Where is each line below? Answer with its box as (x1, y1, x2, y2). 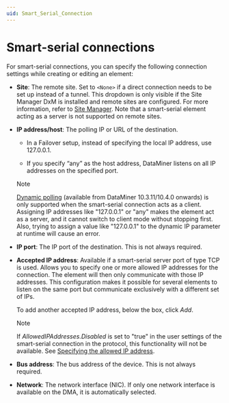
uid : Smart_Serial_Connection (6, 10, 93, 17)
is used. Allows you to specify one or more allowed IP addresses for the (16, 263, 219, 271)
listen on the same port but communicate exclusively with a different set (16, 285, 219, 293)
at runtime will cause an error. (16, 229, 100, 237)
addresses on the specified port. (26, 166, 119, 175)
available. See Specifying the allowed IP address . (16, 347, 155, 355)
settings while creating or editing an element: (6, 69, 134, 77)
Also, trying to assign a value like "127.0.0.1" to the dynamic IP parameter (16, 222, 221, 230)
